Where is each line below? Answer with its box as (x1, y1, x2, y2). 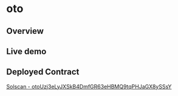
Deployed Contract (6, 67, 80, 77)
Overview (6, 26, 44, 36)
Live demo (6, 46, 47, 56)
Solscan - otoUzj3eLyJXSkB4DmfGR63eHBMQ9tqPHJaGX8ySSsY (6, 83, 172, 90)
